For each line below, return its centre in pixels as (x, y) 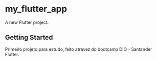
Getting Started (29, 38)
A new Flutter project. (27, 22)
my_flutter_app (36, 9)
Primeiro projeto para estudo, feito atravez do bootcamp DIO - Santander (79, 49)
